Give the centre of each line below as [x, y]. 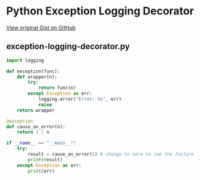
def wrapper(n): [37, 77]
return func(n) [57, 88]
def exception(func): [33, 71]
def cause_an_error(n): [36, 127]
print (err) [41, 171]
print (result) [45, 160]
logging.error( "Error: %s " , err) [80, 99]
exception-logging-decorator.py [68, 46]
